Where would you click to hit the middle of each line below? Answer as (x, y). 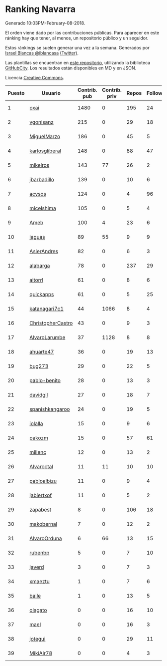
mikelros (40, 165)
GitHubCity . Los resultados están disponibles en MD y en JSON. (71, 68)
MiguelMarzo (45, 136)
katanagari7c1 (46, 309)
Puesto (16, 93)
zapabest (40, 509)
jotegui (38, 639)
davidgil (39, 394)
